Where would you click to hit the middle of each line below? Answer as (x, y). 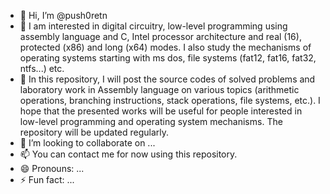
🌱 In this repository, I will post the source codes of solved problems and (167, 79)
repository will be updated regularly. (94, 132)
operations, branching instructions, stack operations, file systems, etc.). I (170, 100)
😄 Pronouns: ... (52, 168)
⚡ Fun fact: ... (47, 179)
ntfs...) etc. (42, 68)
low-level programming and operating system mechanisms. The (151, 121)
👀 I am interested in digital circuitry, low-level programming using (153, 26)
